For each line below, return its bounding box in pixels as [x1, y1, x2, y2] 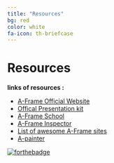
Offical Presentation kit [17, 105, 84, 113]
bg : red [7, 17, 30, 24]
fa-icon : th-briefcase [7, 30, 73, 37]
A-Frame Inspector [17, 119, 72, 128]
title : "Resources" [7, 10, 64, 18]
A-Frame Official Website [17, 97, 90, 105]
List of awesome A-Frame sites [17, 127, 107, 136]
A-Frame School [17, 112, 65, 120]
